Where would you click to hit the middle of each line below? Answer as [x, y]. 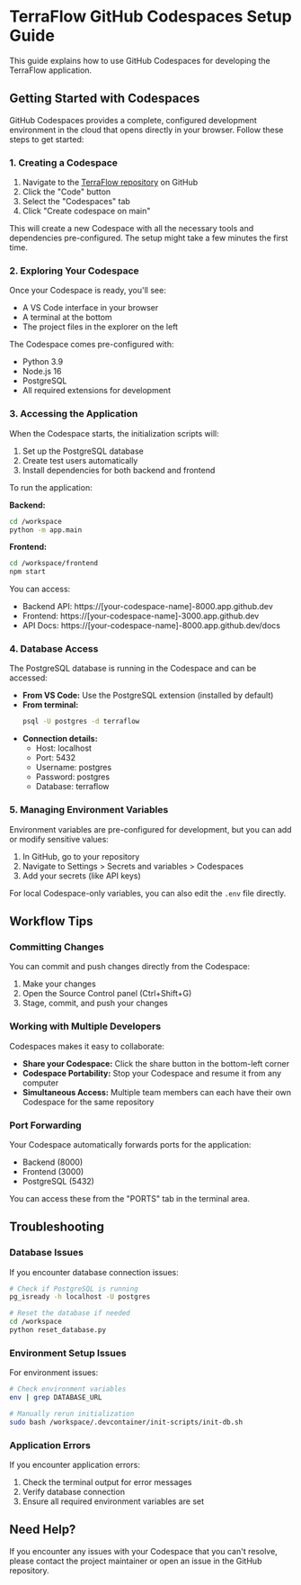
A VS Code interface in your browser [90, 308]
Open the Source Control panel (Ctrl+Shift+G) [107, 994]
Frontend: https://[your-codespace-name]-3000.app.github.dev [141, 616]
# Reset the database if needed [70, 1313]
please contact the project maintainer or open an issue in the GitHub [136, 1561]
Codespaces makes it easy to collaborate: [87, 1046]
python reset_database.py [58, 1330]
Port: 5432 [56, 758]
